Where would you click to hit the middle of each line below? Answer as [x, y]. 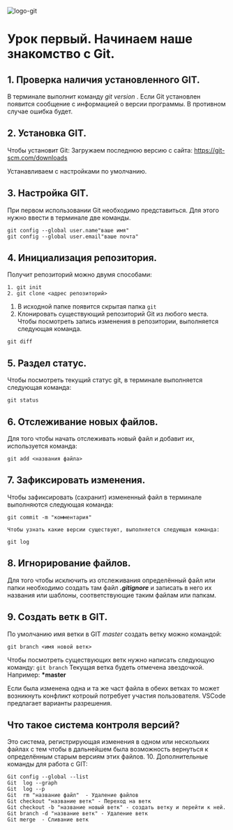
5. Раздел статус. [47, 363]
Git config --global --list [48, 777]
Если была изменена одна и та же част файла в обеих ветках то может [113, 688]
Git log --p [26, 789]
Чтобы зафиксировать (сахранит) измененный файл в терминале [105, 497]
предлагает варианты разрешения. [60, 703]
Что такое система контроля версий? [93, 725]
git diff [20, 342]
